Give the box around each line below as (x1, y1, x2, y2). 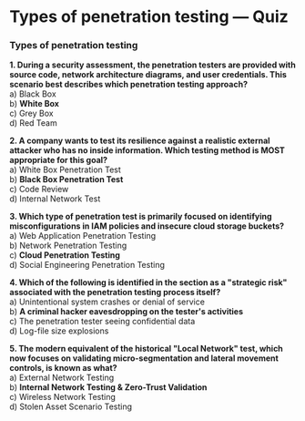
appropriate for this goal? (9, 155, 107, 166)
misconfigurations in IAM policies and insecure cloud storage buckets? (9, 221, 285, 231)
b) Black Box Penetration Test (9, 174, 124, 185)
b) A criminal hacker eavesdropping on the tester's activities (9, 306, 244, 317)
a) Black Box (9, 88, 56, 99)
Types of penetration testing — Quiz (9, 6, 289, 27)
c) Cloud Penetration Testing (9, 250, 121, 261)
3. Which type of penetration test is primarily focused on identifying (9, 211, 272, 222)
